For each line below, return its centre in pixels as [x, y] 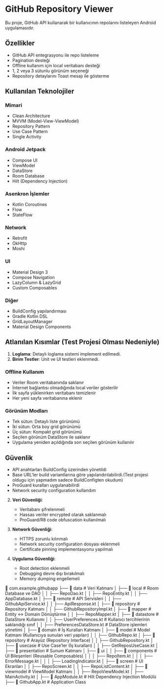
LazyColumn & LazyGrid [36, 282]
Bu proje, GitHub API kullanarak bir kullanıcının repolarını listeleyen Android [81, 23]
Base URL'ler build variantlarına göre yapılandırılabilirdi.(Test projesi [80, 475]
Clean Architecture [31, 116]
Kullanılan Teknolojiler [40, 91]
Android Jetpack [25, 150]
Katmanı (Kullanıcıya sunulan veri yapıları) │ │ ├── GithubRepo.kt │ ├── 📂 [80, 635]
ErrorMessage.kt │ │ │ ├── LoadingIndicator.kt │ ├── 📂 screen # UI [74, 661]
